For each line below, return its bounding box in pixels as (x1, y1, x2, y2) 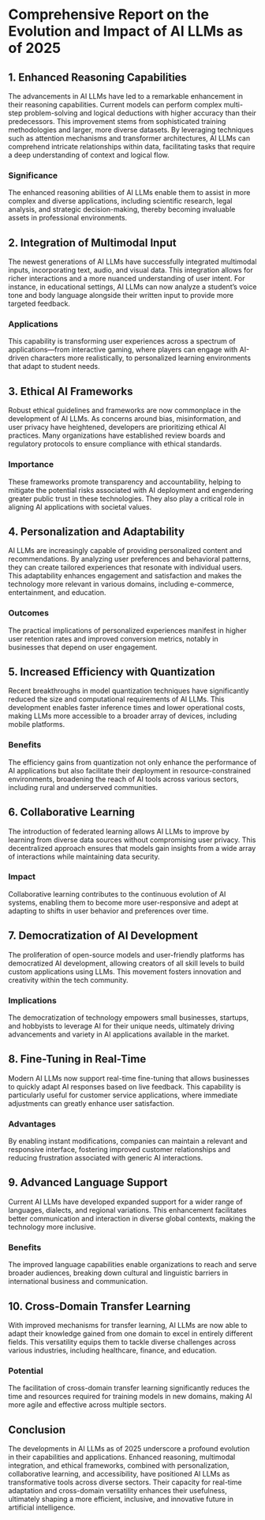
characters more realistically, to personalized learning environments (30, 353, 251, 363)
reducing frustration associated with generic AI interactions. (8, 1153, 203, 1163)
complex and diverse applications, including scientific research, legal (8, 196, 233, 206)
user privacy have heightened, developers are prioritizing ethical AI (8, 423, 226, 432)
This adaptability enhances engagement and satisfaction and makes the (8, 571, 242, 581)
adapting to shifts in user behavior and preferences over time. (8, 906, 209, 916)
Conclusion (8, 1423, 66, 1436)
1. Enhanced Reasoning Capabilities (8, 70, 188, 84)
